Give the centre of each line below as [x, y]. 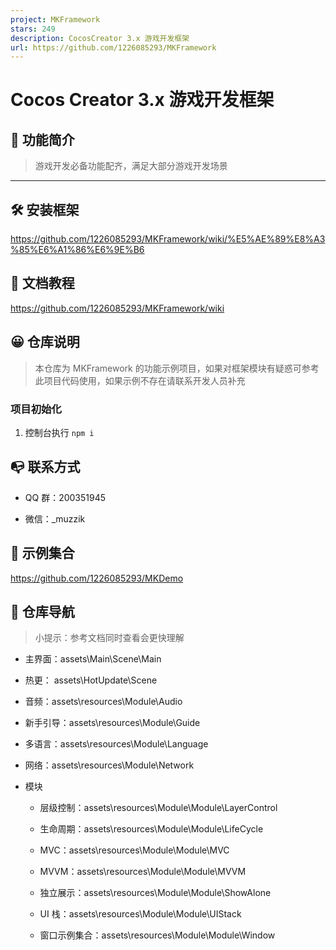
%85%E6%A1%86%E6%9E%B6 [77, 250]
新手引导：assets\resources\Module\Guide [112, 723]
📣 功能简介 [42, 139]
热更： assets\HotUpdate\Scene [91, 680]
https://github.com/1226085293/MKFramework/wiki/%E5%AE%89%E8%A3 [168, 239]
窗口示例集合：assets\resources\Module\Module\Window [157, 935]
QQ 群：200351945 [65, 497]
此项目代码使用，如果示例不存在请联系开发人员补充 [140, 380]
